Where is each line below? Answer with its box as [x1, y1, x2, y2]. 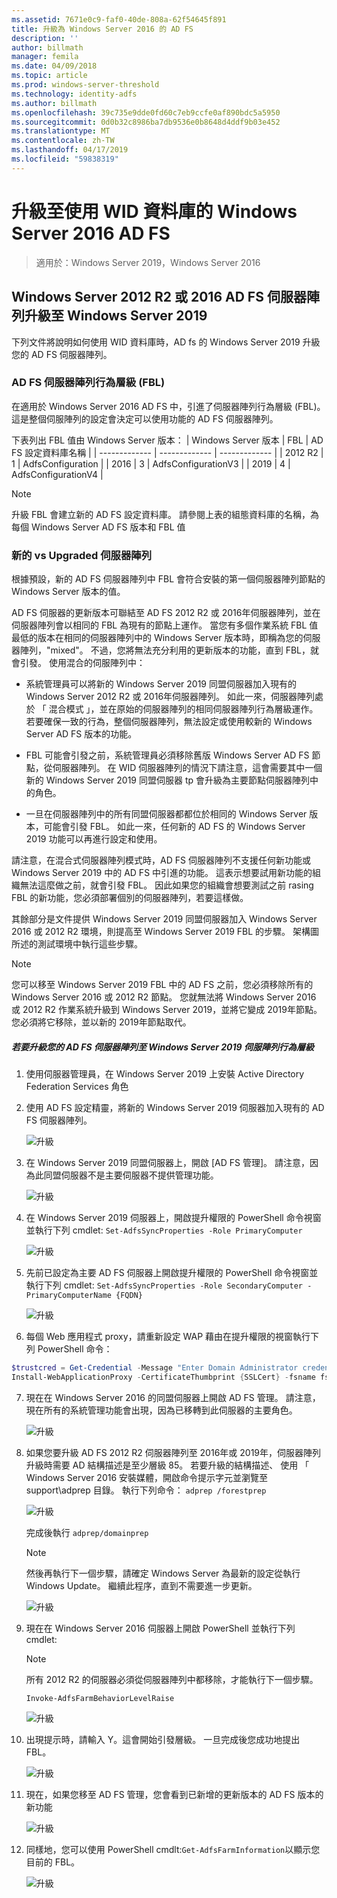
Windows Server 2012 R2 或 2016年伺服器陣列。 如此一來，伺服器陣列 [25, 691, 315, 703]
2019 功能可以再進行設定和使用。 [25, 833, 163, 845]
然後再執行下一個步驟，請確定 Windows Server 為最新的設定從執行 [25, 1567, 301, 1579]
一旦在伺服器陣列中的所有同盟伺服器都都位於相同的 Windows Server [25, 808, 308, 820]
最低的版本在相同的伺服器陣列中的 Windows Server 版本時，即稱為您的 [11, 632, 304, 644]
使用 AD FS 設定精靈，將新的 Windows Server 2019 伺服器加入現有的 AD [25, 1102, 325, 1114]
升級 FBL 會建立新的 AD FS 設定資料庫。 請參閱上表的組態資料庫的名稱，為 [11, 508, 319, 520]
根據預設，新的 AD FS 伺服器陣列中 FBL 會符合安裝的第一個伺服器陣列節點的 [11, 573, 326, 585]
